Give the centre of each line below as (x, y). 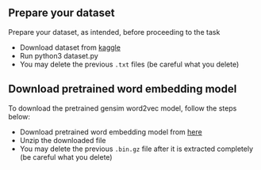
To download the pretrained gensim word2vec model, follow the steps (123, 108)
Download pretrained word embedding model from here (111, 132)
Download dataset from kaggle (70, 47)
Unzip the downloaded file (63, 140)
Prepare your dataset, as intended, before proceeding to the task (114, 32)
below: (19, 116)
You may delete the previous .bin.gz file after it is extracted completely (136, 149)
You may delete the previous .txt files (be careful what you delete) (129, 64)
